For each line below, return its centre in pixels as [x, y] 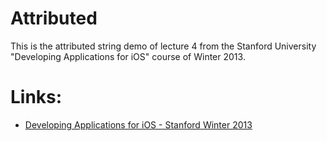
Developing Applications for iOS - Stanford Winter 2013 [138, 124]
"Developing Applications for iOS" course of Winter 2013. [128, 56]
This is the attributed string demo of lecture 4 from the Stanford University [163, 46]
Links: [36, 97]
